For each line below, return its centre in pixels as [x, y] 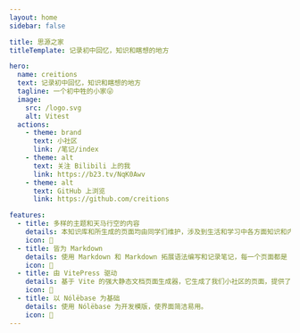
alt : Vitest [47, 116]
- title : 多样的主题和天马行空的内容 [79, 224]
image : [29, 99]
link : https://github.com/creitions [101, 199]
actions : [33, 125]
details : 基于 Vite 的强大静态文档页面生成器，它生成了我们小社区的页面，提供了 [158, 282]
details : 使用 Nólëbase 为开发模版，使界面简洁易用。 [117, 306]
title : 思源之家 [37, 42]
